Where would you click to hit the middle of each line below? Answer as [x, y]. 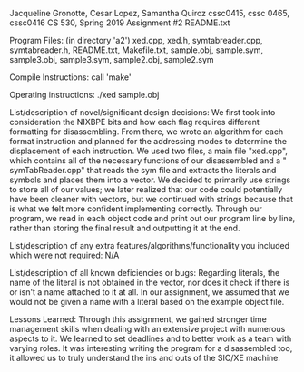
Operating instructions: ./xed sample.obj [84, 95]
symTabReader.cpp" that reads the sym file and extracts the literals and [143, 170]
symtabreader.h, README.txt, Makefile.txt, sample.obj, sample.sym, [137, 50]
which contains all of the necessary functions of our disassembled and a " [148, 161]
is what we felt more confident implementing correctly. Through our [136, 209]
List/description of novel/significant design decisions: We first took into [142, 112]
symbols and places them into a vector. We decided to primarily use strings [150, 180]
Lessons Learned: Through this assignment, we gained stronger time [138, 319]
